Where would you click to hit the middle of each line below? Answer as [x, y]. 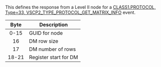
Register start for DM [54, 57]
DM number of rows [52, 49]
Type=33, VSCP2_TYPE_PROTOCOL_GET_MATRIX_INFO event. [70, 12]
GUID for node [46, 33]
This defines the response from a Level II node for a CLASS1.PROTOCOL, [80, 7]
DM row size [44, 41]
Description [54, 25]
